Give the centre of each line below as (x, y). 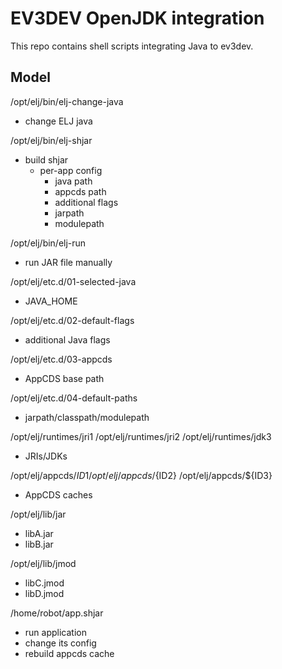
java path (73, 181)
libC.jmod (44, 583)
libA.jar (39, 533)
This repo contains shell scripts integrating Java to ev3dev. (132, 46)
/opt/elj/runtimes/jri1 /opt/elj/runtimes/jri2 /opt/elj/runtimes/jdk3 (141, 436)
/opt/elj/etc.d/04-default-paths (74, 398)
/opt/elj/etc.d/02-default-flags (72, 320)
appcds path (80, 191)
